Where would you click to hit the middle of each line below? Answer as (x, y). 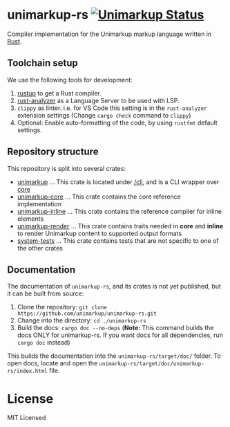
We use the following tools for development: (70, 80)
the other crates (40, 248)
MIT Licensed (27, 418)
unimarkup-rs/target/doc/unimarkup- (152, 364)
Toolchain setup (42, 63)
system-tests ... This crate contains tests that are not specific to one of (118, 240)
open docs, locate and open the (52, 363)
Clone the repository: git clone (62, 307)
